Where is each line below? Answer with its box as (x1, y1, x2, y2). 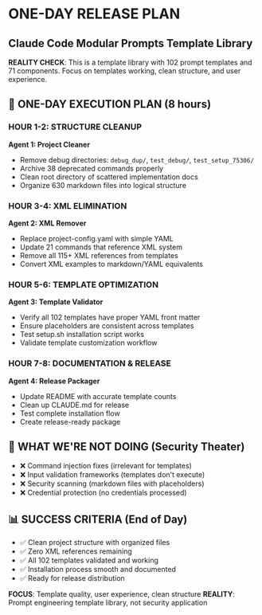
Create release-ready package (19, 417, 121, 426)
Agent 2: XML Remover (8, 218, 87, 228)
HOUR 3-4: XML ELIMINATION (8, 200, 127, 211)
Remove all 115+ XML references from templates (19, 250, 178, 260)
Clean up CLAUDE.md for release (19, 400, 130, 409)
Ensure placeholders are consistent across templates (19, 321, 194, 331)
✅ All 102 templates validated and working (19, 555, 159, 566)
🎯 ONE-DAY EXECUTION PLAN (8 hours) (8, 97, 212, 112)
